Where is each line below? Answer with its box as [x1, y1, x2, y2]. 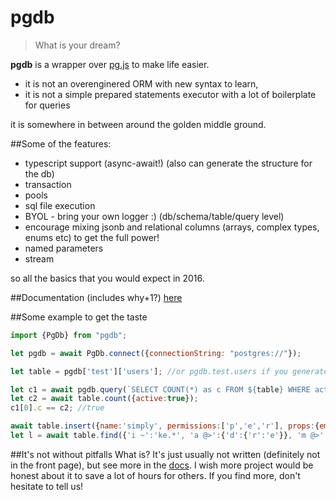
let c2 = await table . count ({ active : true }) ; [10, 394, 199, 404]
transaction [24, 178, 72, 190]
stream [24, 252, 55, 265]
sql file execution [24, 199, 96, 211]
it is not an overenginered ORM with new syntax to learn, [24, 77, 259, 90]
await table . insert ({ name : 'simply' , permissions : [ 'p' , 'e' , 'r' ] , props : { [10, 421, 320, 431]
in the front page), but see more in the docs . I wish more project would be [10, 459, 314, 471]
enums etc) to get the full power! [24, 231, 160, 243]
